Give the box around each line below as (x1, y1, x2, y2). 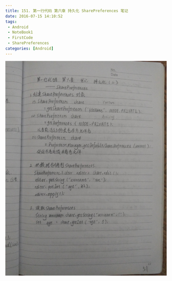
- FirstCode (7, 35, 33, 40)
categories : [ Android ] (5, 46, 54, 51)
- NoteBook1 (7, 30, 33, 35)
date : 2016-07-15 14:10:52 (5, 13, 63, 19)
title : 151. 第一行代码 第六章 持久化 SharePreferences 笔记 (5, 8, 128, 13)
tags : (5, 19, 17, 24)
